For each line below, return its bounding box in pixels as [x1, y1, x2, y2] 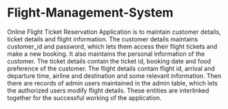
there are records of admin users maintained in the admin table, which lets [7, 79, 218, 87]
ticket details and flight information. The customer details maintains [7, 34, 198, 43]
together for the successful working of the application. [7, 93, 162, 101]
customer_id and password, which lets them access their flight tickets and [7, 42, 218, 50]
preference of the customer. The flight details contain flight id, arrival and [7, 64, 216, 72]
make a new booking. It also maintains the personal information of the [7, 50, 205, 58]
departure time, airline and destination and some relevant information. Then [7, 71, 222, 80]
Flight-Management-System [7, 5, 174, 21]
